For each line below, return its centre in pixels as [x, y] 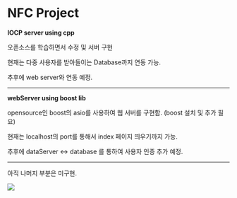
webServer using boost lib [47, 98]
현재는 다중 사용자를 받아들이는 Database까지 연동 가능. [84, 62]
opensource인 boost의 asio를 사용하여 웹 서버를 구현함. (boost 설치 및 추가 [112, 112]
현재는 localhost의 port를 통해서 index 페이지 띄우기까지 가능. [93, 136]
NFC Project [43, 13]
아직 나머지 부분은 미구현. [42, 173]
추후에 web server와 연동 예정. [50, 77]
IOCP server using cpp [41, 33]
